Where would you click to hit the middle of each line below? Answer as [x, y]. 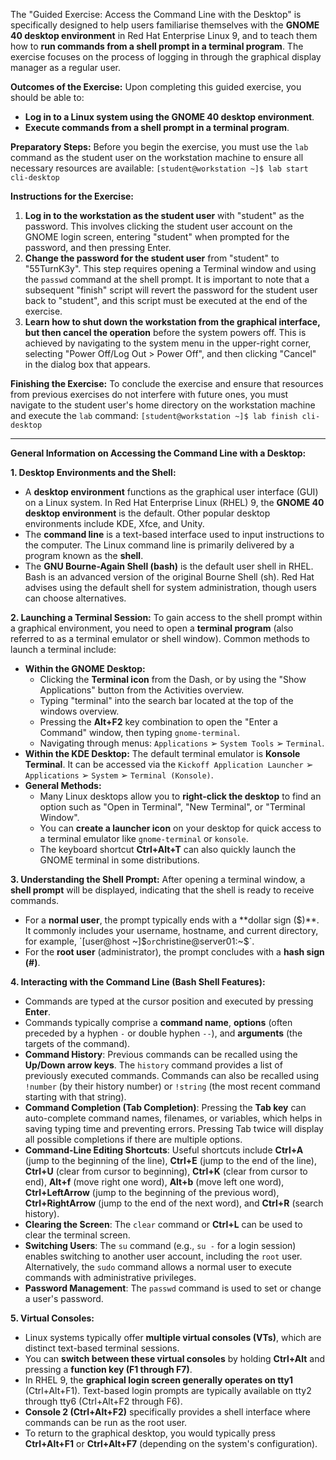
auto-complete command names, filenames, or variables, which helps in [173, 1118]
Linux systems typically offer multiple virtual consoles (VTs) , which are [173, 1337]
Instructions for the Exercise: [72, 196]
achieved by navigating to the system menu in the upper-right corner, [168, 343]
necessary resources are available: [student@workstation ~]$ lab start [159, 168]
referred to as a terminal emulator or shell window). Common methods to [160, 638]
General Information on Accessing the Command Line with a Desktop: [158, 453]
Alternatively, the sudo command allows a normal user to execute [158, 1267]
